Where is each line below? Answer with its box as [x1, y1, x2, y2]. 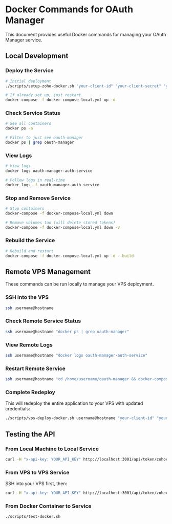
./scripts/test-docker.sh [5, 514, 60, 519]
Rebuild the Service [5, 237, 55, 244]
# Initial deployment [5, 78, 52, 84]
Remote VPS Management [5, 267, 91, 276]
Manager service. [5, 37, 42, 43]
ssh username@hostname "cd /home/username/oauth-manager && [5, 377, 137, 382]
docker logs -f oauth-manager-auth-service [5, 182, 100, 187]
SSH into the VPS [5, 294, 49, 301]
